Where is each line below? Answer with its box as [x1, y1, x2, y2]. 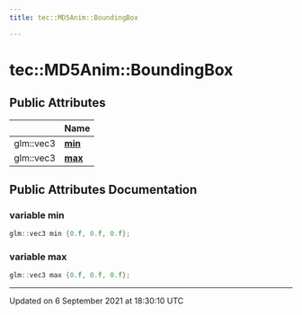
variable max [9, 250, 67, 263]
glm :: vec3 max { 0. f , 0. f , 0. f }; [9, 271, 130, 280]
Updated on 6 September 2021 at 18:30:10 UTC [9, 295, 184, 306]
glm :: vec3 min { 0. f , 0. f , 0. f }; [9, 230, 130, 239]
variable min [9, 208, 65, 221]
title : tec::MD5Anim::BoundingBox [9, 13, 139, 22]
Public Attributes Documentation [9, 182, 198, 197]
